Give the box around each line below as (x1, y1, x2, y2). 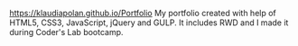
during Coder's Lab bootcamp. (9, 27, 124, 37)
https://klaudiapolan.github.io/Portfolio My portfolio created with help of (9, 8, 277, 18)
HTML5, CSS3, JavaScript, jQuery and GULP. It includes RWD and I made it (9, 17, 289, 28)
